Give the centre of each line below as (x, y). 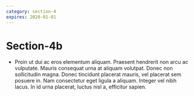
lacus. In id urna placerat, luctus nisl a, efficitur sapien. (80, 87)
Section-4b (34, 46)
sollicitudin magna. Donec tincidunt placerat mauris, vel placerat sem (98, 74)
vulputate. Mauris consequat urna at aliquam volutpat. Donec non (93, 68)
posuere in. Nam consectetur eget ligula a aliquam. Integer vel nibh (96, 81)
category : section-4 (31, 11)
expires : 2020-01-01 (31, 17)
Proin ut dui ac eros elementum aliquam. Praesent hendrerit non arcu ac (101, 62)
